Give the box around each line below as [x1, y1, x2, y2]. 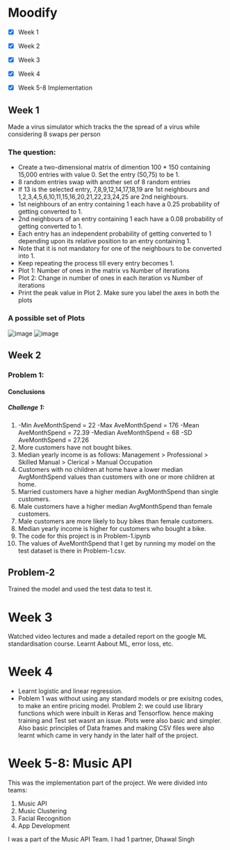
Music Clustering [17, 807, 67, 815]
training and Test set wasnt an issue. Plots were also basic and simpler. [17, 717, 222, 725]
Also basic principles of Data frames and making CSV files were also [17, 724, 215, 733]
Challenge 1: [8, 403, 44, 411]
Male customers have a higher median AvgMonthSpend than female [17, 502, 213, 510]
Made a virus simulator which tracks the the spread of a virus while [8, 123, 200, 131]
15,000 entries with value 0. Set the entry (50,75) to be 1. [17, 170, 180, 179]
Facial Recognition [17, 815, 72, 823]
